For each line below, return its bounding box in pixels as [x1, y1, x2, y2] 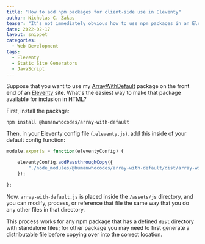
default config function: [6, 136, 66, 144]
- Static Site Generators [12, 60, 78, 66]
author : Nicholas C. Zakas [6, 15, 75, 21]
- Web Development [12, 43, 59, 50]
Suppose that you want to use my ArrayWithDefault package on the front [6, 83, 190, 90]
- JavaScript [12, 65, 45, 72]
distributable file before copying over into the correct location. [6, 231, 163, 238]
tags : [6, 49, 20, 55]
